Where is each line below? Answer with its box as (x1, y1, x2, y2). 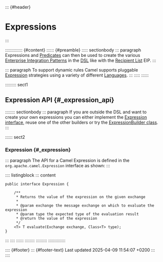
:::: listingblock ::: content (5, 172, 56, 178)
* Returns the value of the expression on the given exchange (16, 195, 146, 200)
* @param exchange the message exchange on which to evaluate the (16, 203, 154, 208)
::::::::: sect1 (5, 81, 28, 87)
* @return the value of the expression (16, 216, 97, 221)
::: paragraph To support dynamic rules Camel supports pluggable (5, 67, 139, 73)
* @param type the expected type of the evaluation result (16, 212, 139, 217)
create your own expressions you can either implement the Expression (5, 114, 147, 120)
